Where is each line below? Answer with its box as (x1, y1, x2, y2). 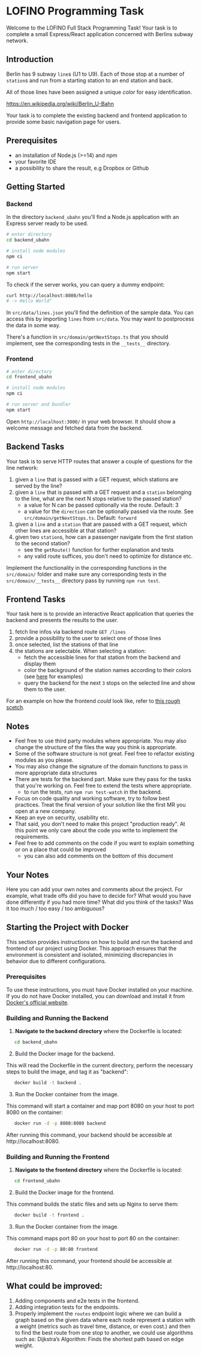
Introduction (6, 54, 54, 64)
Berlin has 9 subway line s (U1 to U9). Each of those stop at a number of (6, 70, 185, 78)
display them (23, 660, 56, 667)
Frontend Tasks (6, 594, 66, 604)
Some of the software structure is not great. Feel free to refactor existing (14, 750, 195, 758)
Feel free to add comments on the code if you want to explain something (14, 839, 194, 847)
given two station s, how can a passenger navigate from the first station (14, 533, 193, 540)
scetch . (6, 704, 25, 711)
